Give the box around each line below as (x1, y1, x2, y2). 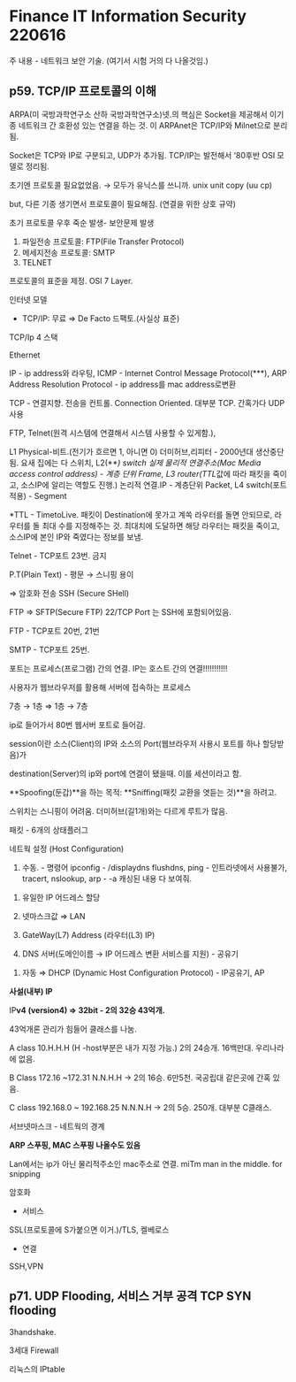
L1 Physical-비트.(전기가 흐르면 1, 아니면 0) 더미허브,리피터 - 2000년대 (9, 446, 254, 457)
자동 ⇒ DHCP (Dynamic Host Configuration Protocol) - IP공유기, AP (21, 967, 265, 978)
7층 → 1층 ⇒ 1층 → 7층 (9, 701, 88, 711)
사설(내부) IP (9, 986, 53, 996)
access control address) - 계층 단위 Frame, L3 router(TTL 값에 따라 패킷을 (9, 468, 271, 479)
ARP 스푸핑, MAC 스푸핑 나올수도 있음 (9, 1140, 141, 1150)
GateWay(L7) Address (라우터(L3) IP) (21, 929, 156, 940)
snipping (9, 1168, 42, 1179)
